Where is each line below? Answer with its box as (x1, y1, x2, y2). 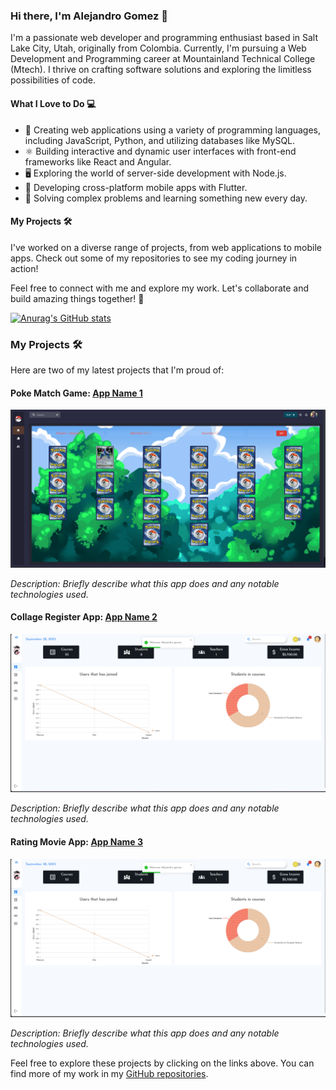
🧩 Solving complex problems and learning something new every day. (24, 192, 308, 204)
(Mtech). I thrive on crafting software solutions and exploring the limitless (10, 64, 312, 76)
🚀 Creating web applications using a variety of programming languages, (24, 124, 322, 136)
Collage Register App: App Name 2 (10, 611, 158, 623)
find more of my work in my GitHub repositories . (10, 1068, 209, 1080)
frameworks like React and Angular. (24, 155, 172, 168)
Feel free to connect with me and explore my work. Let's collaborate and (10, 282, 310, 294)
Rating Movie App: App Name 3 (10, 835, 144, 848)
